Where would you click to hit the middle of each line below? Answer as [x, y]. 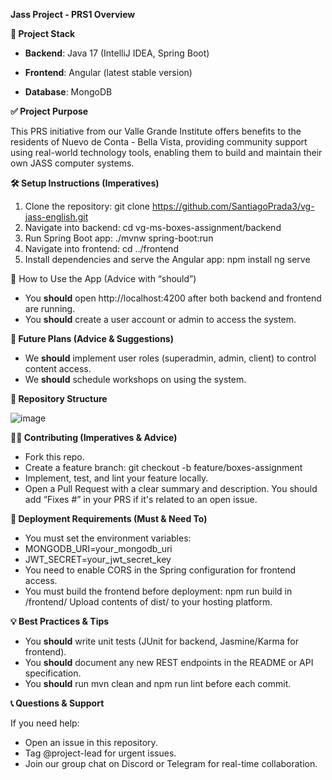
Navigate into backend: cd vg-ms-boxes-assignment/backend [153, 227]
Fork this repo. [54, 457]
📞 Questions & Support [57, 703]
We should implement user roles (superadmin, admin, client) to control [170, 358]
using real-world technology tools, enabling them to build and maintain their [166, 152]
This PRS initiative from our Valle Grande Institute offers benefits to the [156, 131]
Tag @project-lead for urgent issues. [100, 753]
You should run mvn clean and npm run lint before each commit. [158, 683]
